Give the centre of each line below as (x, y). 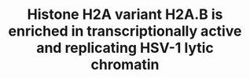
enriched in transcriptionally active (125, 31)
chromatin (125, 65)
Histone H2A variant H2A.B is (125, 15)
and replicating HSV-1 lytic (125, 48)
